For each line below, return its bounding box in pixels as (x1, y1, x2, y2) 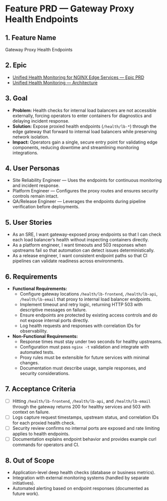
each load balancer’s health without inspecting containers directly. (12, 237, 149, 243)
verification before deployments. (12, 204, 80, 210)
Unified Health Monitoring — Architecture (12, 79, 98, 85)
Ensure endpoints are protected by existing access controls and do (19, 312, 158, 318)
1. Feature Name (5, 33, 56, 42)
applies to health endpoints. (12, 431, 70, 437)
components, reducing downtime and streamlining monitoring (12, 144, 140, 150)
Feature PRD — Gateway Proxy (5, 3, 135, 14)
